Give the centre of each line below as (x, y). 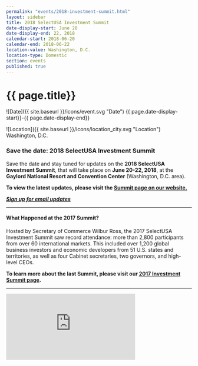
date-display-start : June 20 (42, 28)
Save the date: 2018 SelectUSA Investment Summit (81, 151)
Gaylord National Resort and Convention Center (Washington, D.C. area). (96, 176)
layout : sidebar (26, 17)
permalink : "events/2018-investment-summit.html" (68, 11)
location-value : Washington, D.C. (49, 50)
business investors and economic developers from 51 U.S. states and (90, 249)
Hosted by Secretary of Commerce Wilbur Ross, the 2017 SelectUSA (89, 231)
